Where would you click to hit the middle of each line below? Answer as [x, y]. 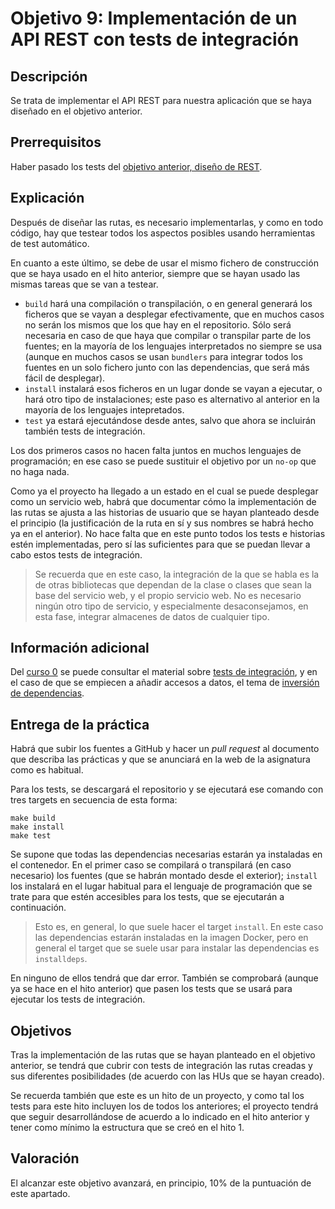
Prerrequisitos [56, 142]
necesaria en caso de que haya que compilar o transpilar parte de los [168, 335]
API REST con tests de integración [155, 39]
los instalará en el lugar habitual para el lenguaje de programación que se [161, 886]
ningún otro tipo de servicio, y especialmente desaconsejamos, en [171, 606]
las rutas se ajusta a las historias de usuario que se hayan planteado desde [165, 512]
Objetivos [41, 1030]
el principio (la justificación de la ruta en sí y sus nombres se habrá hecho [162, 523]
